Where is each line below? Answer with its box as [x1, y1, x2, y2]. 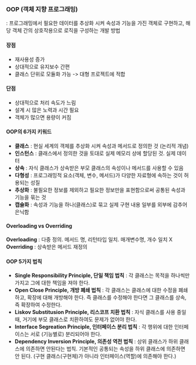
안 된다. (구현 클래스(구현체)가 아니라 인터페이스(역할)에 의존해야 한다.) [14, 353, 177, 360]
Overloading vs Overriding [6, 222, 72, 229]
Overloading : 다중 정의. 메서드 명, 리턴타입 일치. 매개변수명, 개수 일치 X [6, 236, 173, 243]
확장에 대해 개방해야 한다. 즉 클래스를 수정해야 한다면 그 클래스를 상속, [27, 294, 187, 301]
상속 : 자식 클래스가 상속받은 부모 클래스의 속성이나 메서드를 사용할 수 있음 [14, 164, 184, 171]
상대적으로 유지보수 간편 [14, 63, 70, 70]
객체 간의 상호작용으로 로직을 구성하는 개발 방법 [12, 27, 120, 34]
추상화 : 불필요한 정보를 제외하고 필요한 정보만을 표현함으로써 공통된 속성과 [14, 186, 186, 193]
